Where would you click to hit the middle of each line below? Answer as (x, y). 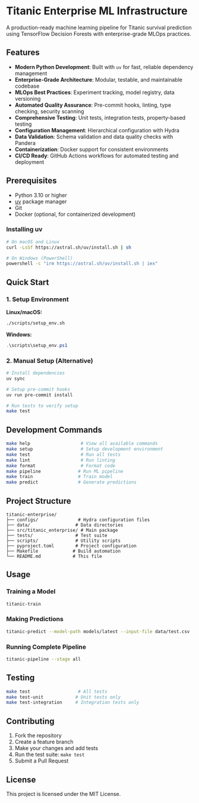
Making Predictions (35, 619)
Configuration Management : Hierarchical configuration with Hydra (97, 130)
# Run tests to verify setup (42, 406)
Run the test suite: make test (50, 755)
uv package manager (41, 201)
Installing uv (24, 230)
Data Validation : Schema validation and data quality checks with (94, 137)
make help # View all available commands (82, 444)
